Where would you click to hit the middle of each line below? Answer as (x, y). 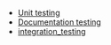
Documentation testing (59, 22)
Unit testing (39, 13)
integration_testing (52, 31)
